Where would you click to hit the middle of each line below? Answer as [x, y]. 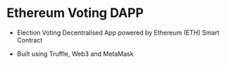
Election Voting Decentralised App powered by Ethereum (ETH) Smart [118, 32]
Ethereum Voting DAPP [75, 13]
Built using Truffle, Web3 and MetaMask [75, 54]
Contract [30, 40]
